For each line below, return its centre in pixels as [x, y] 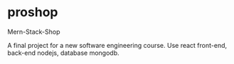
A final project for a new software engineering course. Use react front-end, [117, 45]
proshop [33, 12]
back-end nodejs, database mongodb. [63, 53]
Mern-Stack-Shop [34, 32]
